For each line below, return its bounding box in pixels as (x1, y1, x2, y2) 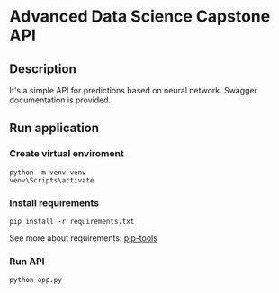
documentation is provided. (9, 94, 112, 105)
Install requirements (9, 196, 100, 209)
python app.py (9, 276, 63, 285)
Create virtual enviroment (9, 147, 124, 160)
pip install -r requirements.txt (9, 217, 135, 226)
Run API (9, 254, 45, 267)
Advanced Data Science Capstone (9, 6, 271, 27)
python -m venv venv (9, 168, 87, 177)
